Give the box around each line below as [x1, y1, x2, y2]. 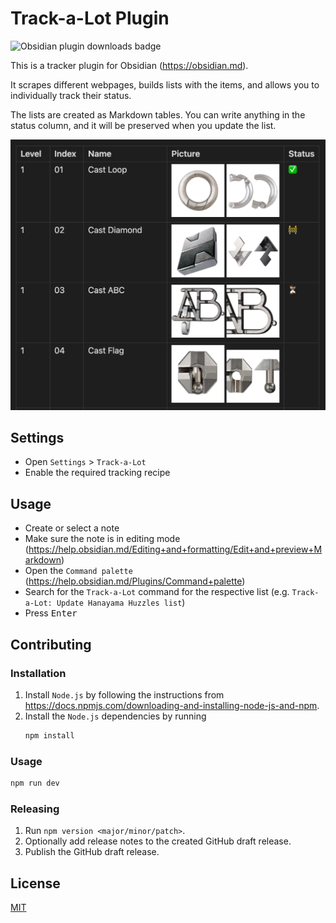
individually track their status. [10, 89, 132, 101]
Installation [10, 666, 67, 680]
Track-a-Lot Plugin [10, 7, 170, 30]
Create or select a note [24, 522, 120, 534]
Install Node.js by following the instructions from [24, 688, 225, 701]
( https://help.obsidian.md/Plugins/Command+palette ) [24, 575, 246, 587]
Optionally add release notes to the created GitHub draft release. [24, 835, 292, 847]
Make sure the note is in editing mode [24, 533, 181, 545]
